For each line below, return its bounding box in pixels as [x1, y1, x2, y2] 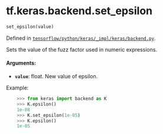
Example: [6, 84, 29, 91]
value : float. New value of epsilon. [14, 73, 98, 80]
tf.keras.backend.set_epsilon [6, 4, 152, 18]
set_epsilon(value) [6, 24, 54, 30]
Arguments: [6, 59, 37, 66]
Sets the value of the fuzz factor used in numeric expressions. [6, 46, 158, 53]
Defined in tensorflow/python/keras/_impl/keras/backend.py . [6, 34, 156, 42]
